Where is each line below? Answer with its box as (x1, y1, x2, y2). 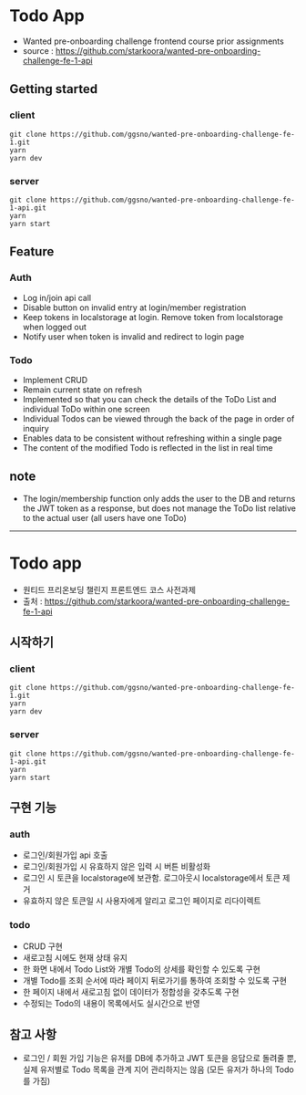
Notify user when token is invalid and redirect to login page (22, 330, 245, 342)
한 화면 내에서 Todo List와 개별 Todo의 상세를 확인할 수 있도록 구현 (22, 964, 261, 975)
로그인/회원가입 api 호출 (22, 850, 108, 860)
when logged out (22, 321, 87, 332)
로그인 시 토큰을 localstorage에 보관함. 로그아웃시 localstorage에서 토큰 (22, 872, 280, 883)
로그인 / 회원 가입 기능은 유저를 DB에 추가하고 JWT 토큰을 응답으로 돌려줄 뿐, (22, 1053, 297, 1064)
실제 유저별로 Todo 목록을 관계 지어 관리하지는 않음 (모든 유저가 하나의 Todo (22, 1064, 294, 1075)
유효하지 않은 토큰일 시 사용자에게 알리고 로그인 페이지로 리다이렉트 (22, 895, 261, 906)
